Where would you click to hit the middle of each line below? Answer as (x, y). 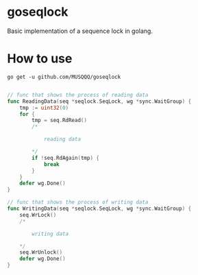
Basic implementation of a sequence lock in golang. (80, 31)
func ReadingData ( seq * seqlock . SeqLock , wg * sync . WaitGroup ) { (99, 101)
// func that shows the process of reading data (78, 95)
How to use (40, 59)
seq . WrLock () (38, 215)
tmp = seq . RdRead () (60, 121)
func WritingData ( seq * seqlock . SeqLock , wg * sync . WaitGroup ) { (99, 208)
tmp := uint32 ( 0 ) (44, 108)
